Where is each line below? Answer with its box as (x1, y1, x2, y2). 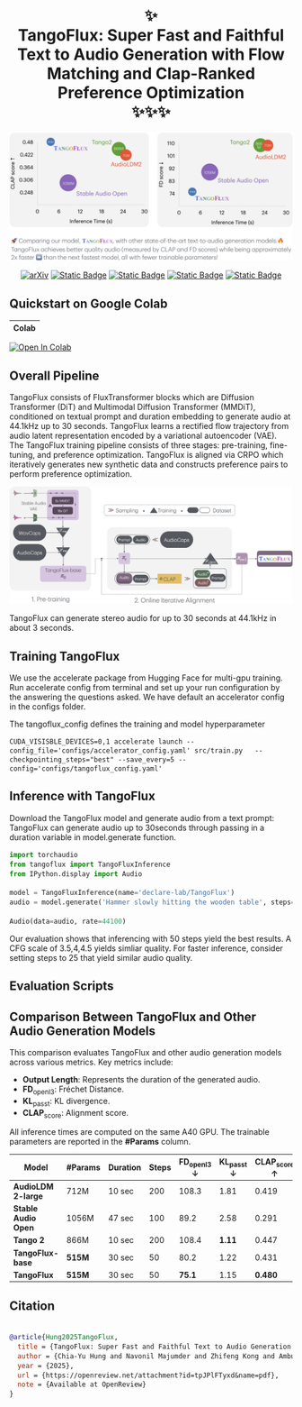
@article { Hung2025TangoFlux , (9, 1333, 119, 1342)
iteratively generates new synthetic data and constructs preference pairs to (9, 459, 289, 470)
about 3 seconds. (9, 623, 75, 634)
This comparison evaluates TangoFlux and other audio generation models (9, 1046, 282, 1057)
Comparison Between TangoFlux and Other (9, 1009, 257, 1024)
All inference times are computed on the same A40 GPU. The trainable (9, 1127, 270, 1137)
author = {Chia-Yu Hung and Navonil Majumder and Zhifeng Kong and (17, 1351, 276, 1361)
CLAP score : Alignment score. (22, 1107, 129, 1120)
